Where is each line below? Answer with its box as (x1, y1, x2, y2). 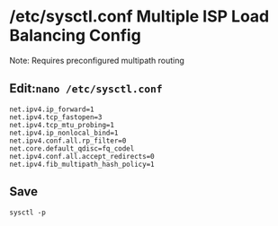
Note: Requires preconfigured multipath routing (9, 55, 184, 65)
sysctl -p (9, 208, 47, 217)
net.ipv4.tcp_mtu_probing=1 (9, 120, 115, 129)
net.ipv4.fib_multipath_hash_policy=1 (9, 160, 155, 169)
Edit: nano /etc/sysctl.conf (9, 81, 163, 96)
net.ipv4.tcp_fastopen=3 (9, 112, 103, 122)
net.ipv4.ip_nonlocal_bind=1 (9, 128, 119, 137)
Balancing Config (9, 25, 141, 46)
